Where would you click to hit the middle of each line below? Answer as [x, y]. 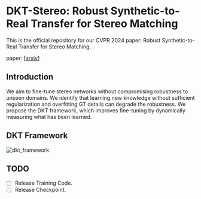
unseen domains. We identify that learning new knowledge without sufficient [100, 97]
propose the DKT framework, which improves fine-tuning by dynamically [96, 110]
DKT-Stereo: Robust [57, 11]
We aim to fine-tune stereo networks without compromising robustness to [97, 91]
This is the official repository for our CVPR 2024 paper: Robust [83, 40]
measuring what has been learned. [49, 117]
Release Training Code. [44, 183]
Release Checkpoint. [40, 190]
